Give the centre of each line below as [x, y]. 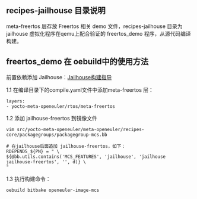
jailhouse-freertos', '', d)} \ [46, 162]
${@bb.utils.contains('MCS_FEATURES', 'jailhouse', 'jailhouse [86, 157]
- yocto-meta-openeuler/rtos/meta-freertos [61, 106]
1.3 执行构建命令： [28, 179]
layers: [16, 101]
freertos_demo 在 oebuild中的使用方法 [77, 62]
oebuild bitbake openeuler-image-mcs [53, 190]
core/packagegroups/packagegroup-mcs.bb [57, 135]
